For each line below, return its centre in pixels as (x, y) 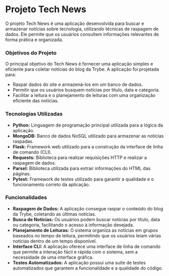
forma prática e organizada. (34, 40)
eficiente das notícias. (36, 101)
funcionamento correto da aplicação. (51, 185)
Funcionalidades (26, 198)
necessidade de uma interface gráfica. (53, 257)
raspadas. (23, 141)
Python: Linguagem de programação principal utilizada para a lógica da (88, 125)
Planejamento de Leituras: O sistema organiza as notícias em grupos (85, 230)
